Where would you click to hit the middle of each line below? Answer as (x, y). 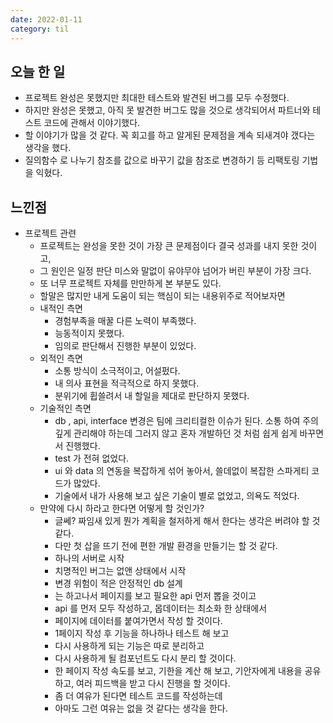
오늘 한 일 (38, 71)
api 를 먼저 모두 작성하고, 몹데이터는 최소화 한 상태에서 (161, 608)
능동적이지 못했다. (89, 333)
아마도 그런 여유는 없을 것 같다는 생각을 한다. (141, 708)
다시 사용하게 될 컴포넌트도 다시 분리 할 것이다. (145, 658)
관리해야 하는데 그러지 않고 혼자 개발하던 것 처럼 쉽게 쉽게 (185, 433)
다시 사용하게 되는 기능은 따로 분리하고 (129, 646)
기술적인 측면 (65, 408)
